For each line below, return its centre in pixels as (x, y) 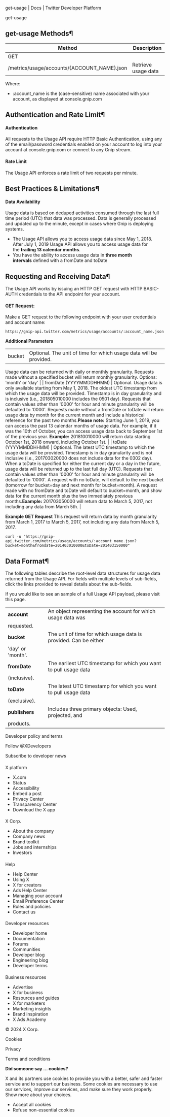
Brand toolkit (26, 842)
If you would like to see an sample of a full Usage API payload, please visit (83, 594)
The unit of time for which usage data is (95, 634)
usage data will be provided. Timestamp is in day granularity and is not (79, 453)
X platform (16, 767)
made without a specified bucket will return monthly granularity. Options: (81, 377)
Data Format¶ (27, 561)
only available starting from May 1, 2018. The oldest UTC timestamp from (81, 388)
